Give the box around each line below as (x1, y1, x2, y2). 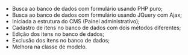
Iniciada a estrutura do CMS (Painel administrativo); (11, 18, 140, 25)
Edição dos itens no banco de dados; (11, 30, 104, 38)
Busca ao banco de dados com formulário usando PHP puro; (11, 5, 163, 12)
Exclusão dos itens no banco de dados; (11, 37, 110, 44)
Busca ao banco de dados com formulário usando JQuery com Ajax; (11, 11, 183, 19)
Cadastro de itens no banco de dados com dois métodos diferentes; (11, 24, 181, 31)
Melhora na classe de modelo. (11, 43, 87, 50)
